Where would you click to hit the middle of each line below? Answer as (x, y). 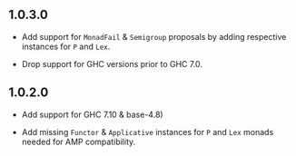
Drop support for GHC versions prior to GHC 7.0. (112, 63)
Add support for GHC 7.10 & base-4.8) (93, 114)
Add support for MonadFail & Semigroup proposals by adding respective (154, 36)
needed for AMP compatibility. (79, 141)
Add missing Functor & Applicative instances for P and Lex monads (148, 132)
